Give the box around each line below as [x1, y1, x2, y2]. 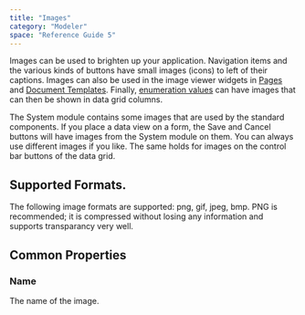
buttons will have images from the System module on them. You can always [9, 131, 294, 142]
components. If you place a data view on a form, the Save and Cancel [9, 121, 271, 132]
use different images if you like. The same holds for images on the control [9, 141, 287, 152]
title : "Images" [9, 13, 71, 23]
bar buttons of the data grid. [9, 151, 116, 162]
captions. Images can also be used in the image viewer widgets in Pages [9, 75, 283, 86]
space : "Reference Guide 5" [9, 30, 117, 39]
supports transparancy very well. [9, 221, 134, 232]
